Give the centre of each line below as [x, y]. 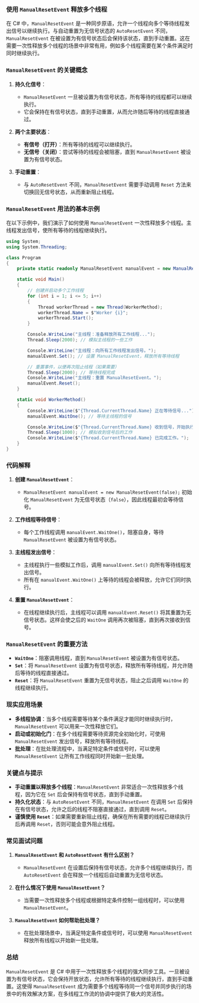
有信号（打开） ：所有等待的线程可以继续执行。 [79, 144]
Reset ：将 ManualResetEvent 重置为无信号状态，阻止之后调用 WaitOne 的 [102, 680]
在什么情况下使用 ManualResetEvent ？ [60, 888]
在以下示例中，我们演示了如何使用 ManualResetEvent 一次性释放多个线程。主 [99, 223]
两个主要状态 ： [33, 131]
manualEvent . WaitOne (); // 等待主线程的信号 [80, 416]
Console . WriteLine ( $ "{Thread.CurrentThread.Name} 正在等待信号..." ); [112, 411]
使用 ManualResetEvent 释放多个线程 [57, 9]
